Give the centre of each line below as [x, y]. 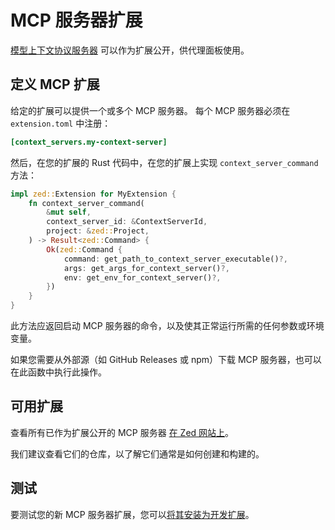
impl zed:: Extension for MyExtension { [93, 194]
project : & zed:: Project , [98, 231]
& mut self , [69, 212]
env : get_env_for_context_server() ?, [142, 277]
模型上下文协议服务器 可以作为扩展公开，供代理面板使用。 [130, 50]
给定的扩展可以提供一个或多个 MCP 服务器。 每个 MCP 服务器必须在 [150, 110]
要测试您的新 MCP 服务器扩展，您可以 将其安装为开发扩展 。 [132, 514]
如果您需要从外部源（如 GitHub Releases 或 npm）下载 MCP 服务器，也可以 [166, 359]
